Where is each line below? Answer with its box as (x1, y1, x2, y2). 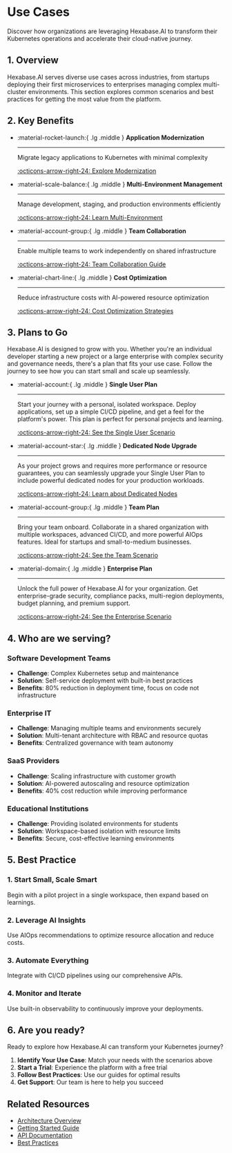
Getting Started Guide (17, 1124, 79, 1132)
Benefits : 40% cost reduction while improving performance (17, 786, 188, 795)
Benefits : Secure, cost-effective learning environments (17, 834, 175, 842)
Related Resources (7, 1098, 90, 1110)
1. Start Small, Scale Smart (7, 875, 98, 885)
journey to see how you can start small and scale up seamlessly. (7, 367, 191, 376)
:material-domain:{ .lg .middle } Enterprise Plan (17, 564, 153, 573)
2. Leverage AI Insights (7, 915, 86, 925)
